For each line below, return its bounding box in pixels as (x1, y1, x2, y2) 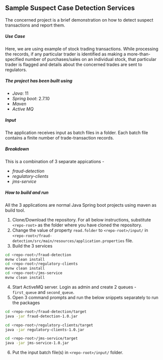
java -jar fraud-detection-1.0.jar (5, 314, 78, 319)
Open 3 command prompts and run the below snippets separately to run (12, 294, 159, 300)
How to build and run (5, 190, 49, 195)
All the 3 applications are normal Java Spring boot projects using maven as (5, 202, 157, 208)
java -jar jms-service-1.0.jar (5, 341, 69, 346)
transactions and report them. (5, 22, 65, 28)
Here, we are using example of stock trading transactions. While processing (5, 46, 159, 52)
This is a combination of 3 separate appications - (5, 158, 105, 164)
